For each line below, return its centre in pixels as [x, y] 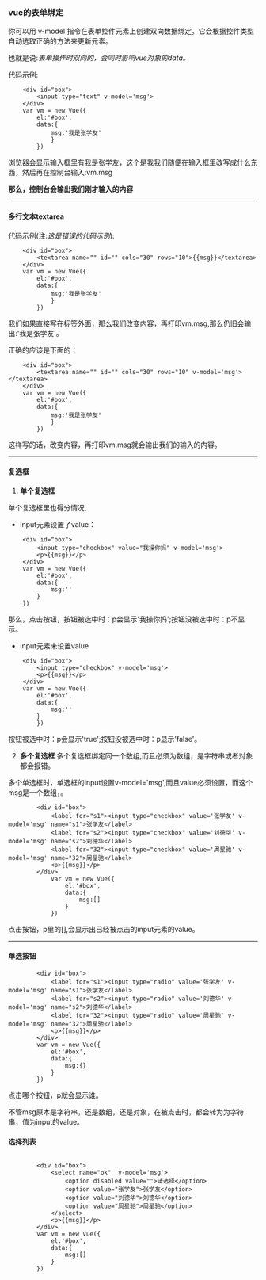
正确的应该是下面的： [43, 350]
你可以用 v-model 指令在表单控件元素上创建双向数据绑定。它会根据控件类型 [131, 31]
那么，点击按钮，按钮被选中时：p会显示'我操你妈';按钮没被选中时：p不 [123, 619]
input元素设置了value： [58, 524]
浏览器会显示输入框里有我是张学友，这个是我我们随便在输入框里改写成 [123, 162]
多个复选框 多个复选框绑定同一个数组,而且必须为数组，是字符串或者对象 [136, 755]
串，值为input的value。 [46, 1121]
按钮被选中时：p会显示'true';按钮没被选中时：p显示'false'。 [105, 739]
